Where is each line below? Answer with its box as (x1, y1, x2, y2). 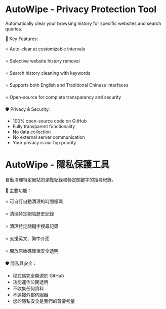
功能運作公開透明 (12, 279, 49, 285)
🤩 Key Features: (5, 36, 38, 42)
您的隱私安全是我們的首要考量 (12, 298, 75, 304)
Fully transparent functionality (12, 123, 75, 129)
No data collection (12, 129, 51, 135)
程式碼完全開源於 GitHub (12, 272, 64, 279)
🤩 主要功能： (5, 187, 32, 194)
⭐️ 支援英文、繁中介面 (5, 235, 50, 241)
